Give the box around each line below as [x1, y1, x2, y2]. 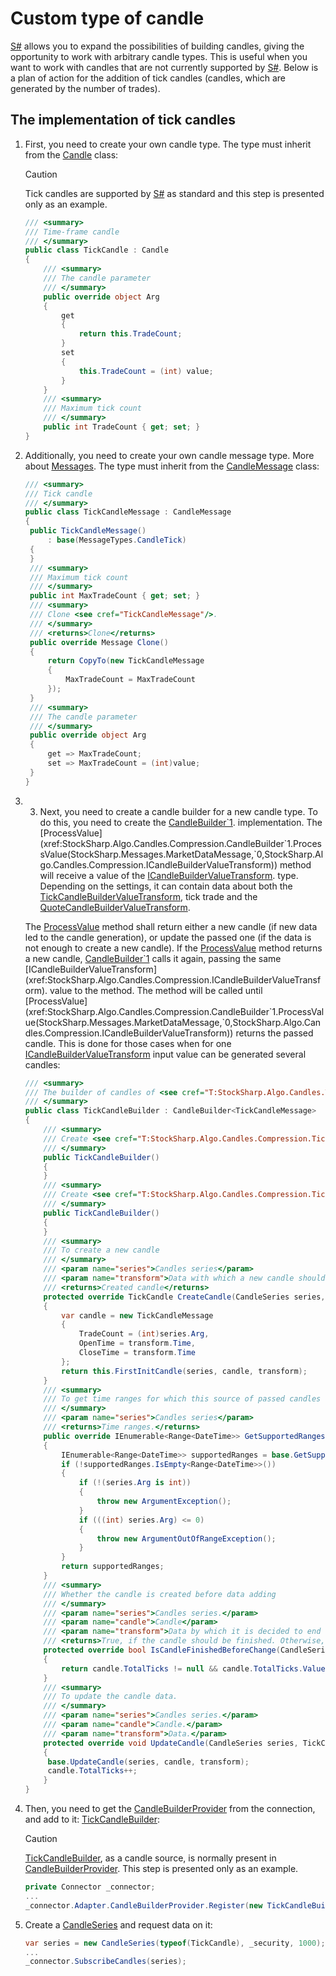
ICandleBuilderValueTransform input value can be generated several [24, 1048, 307, 1060]
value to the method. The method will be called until [49, 984, 263, 996]
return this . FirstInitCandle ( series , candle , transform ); [61, 1366, 308, 1376]
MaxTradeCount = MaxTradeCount [65, 675, 196, 685]
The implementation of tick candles [10, 112, 237, 129]
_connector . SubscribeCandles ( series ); [24, 1957, 187, 1967]
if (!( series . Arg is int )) [78, 1478, 192, 1488]
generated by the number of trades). [10, 82, 161, 94]
